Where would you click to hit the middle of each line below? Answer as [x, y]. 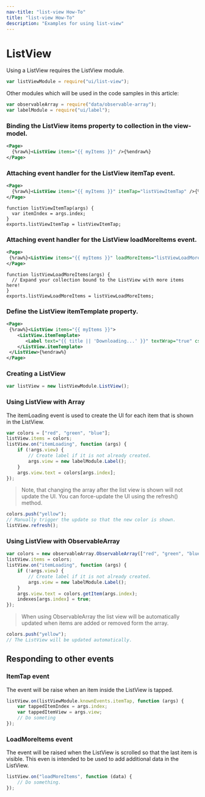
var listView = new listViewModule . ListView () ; [68, 386]
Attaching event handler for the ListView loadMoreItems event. [102, 239]
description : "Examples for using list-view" [65, 23]
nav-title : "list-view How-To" [46, 12]
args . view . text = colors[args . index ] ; [67, 473]
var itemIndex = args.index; [49, 213]
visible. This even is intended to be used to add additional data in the [92, 759]
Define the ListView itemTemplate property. [72, 311]
